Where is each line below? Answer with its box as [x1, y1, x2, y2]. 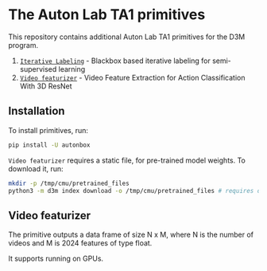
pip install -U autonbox [8, 141, 91, 149]
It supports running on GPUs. [8, 253, 104, 264]
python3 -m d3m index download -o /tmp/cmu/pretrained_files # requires [8, 187, 254, 194]
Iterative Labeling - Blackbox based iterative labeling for [19, 56, 211, 65]
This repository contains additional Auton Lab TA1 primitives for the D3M [8, 32, 246, 41]
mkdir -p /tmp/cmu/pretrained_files [8, 179, 130, 187]
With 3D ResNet [19, 81, 73, 91]
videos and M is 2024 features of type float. [8, 238, 153, 248]
